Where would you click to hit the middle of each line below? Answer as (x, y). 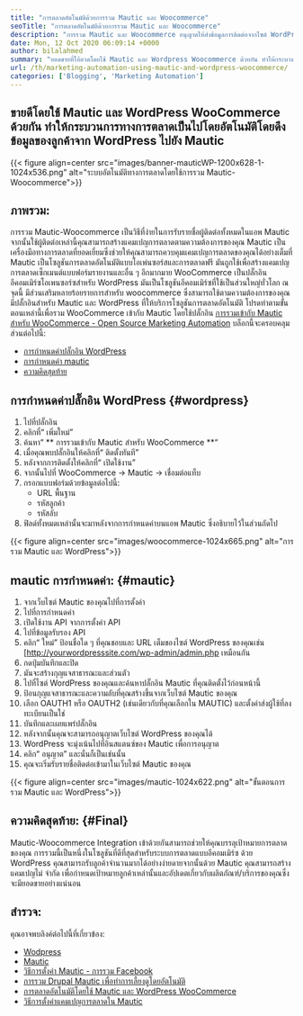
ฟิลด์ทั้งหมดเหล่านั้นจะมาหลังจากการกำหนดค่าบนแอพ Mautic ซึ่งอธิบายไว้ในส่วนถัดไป (150, 524)
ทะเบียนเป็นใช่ (44, 713)
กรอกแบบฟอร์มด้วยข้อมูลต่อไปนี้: (71, 483)
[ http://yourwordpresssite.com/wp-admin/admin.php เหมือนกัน (137, 652)
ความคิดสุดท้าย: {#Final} (69, 821)
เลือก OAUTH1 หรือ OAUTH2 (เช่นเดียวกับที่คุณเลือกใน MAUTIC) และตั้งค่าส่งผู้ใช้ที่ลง (157, 703)
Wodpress (42, 951)
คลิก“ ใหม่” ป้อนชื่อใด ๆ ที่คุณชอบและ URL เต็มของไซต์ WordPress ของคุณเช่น (143, 643)
